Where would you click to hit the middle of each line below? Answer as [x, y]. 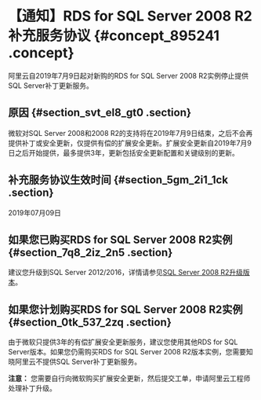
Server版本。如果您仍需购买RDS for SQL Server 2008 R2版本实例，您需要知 [130, 352]
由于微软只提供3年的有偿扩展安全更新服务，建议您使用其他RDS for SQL [123, 342]
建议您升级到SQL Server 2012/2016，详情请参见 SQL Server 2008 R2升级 [126, 273]
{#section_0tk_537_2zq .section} [90, 322]
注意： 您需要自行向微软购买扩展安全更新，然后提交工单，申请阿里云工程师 [129, 379]
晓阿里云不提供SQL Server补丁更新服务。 [75, 361]
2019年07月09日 [34, 212]
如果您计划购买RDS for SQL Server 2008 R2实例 [125, 309]
